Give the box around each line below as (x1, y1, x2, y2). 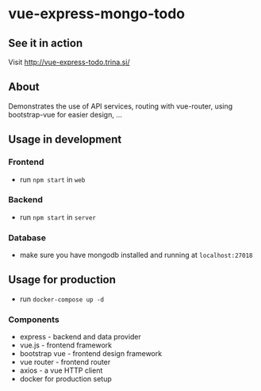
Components (8, 314, 59, 325)
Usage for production (8, 273, 117, 286)
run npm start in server (19, 212, 97, 222)
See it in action (8, 36, 83, 50)
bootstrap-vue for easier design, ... (8, 109, 123, 119)
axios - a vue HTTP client (19, 366, 103, 375)
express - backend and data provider (19, 332, 141, 342)
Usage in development (8, 132, 122, 147)
